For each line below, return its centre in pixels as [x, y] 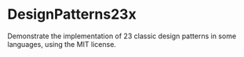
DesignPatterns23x [72, 14]
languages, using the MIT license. [62, 44]
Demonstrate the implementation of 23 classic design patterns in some [122, 36]
